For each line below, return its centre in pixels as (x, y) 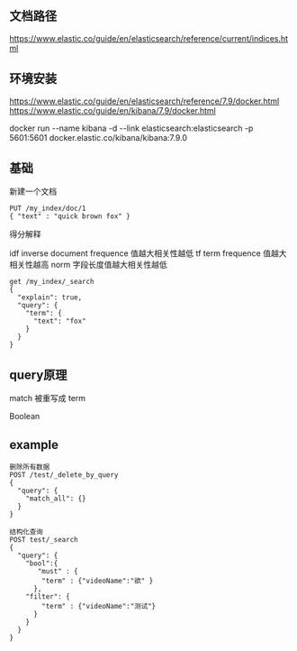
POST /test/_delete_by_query (64, 475)
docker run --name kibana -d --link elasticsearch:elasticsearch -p (131, 128)
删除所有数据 (30, 467)
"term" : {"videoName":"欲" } (98, 581)
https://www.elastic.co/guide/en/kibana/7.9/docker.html (112, 110)
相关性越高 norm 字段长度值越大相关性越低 (89, 265)
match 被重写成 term (48, 399)
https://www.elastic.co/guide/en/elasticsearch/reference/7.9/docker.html (144, 101)
